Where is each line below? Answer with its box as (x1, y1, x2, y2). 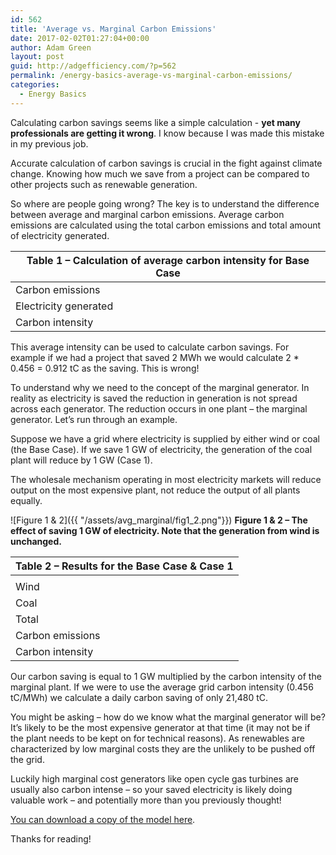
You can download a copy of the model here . (10, 813, 196, 825)
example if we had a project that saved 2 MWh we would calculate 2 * (10, 351, 300, 363)
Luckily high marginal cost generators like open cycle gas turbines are (10, 772, 299, 785)
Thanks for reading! (10, 832, 92, 845)
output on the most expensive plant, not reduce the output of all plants (10, 484, 301, 496)
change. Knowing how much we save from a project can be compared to (10, 167, 310, 180)
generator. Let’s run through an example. (10, 413, 178, 425)
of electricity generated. (10, 229, 110, 241)
